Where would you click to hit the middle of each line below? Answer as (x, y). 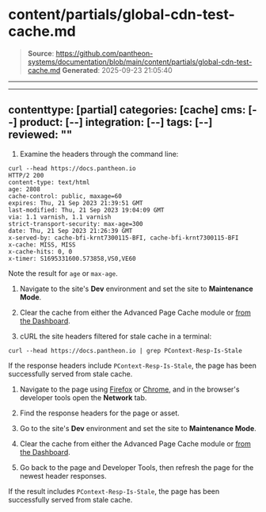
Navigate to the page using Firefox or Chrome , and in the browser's (129, 389)
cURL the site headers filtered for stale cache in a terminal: (116, 336)
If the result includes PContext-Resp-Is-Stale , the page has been (114, 491)
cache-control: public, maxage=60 (65, 196)
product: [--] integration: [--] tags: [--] (116, 122)
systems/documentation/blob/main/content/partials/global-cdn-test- (140, 62)
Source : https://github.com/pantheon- (90, 53)
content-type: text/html (49, 182)
